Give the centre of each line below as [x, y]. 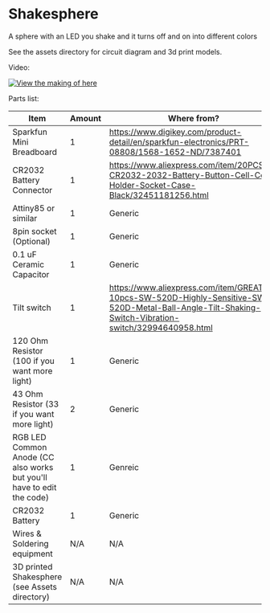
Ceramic [29, 264]
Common [30, 447]
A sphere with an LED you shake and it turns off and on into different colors [133, 36]
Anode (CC [33, 457]
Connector [33, 190]
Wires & [27, 533]
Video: [19, 67]
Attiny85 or [33, 208]
